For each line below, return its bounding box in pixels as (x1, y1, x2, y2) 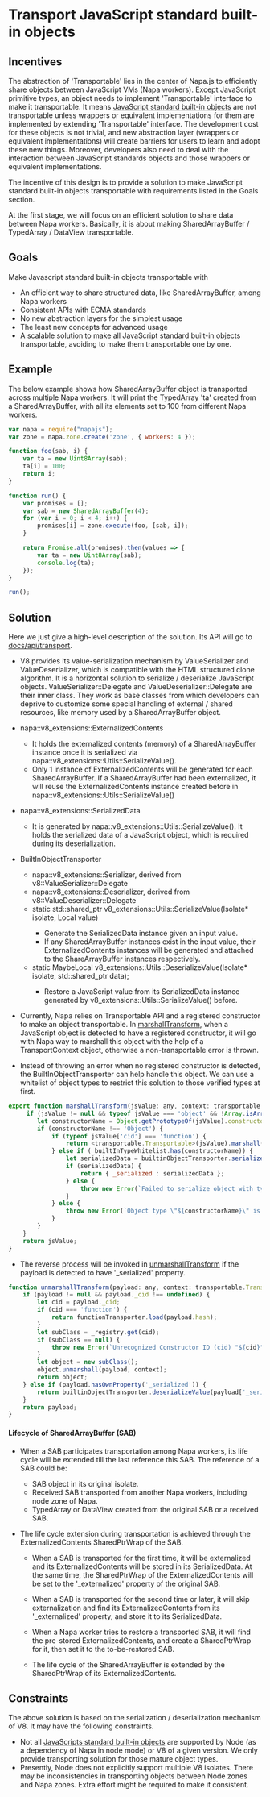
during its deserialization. (31, 838, 117, 848)
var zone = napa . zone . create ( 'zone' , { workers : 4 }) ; (8, 433, 196, 441)
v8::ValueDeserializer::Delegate (31, 896, 137, 905)
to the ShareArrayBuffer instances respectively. (43, 954, 201, 964)
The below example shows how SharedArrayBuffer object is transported (8, 384, 247, 393)
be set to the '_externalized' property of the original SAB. (31, 1579, 221, 1588)
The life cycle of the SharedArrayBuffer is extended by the (31, 1659, 225, 1670)
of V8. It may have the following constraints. (8, 1721, 154, 1731)
